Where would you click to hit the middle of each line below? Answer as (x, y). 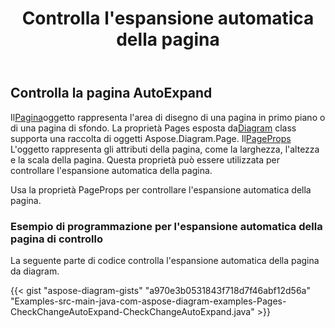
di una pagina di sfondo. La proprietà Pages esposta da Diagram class (153, 128)
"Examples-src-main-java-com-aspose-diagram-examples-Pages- (148, 301)
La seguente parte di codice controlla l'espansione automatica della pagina (165, 260)
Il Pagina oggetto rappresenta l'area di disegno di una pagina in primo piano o (168, 117)
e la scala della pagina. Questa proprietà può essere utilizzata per (145, 159)
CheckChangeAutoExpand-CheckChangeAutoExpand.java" (132, 311)
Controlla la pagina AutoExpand (111, 93)
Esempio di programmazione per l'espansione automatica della (166, 226)
